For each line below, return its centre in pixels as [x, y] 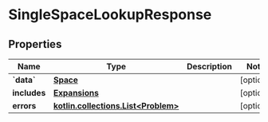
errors [24, 106]
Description [209, 67]
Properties [35, 44]
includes [29, 93]
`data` [24, 80]
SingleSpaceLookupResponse [110, 15]
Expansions [76, 93]
